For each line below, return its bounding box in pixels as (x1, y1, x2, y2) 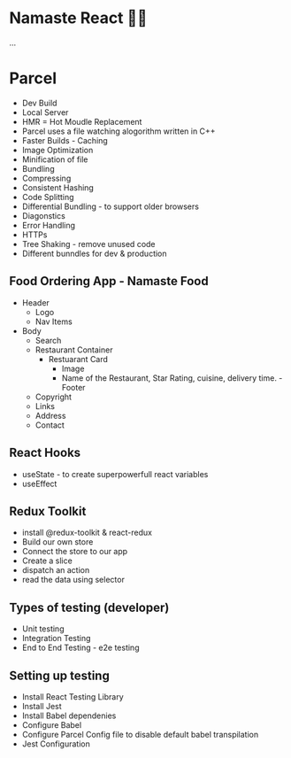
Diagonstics (21, 210, 66, 220)
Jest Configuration (21, 739, 90, 749)
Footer (61, 382, 86, 392)
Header (21, 297, 50, 308)
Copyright (34, 391, 73, 402)
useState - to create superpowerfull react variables (21, 468, 209, 479)
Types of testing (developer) (9, 599, 170, 615)
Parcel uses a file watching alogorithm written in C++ (21, 126, 216, 136)
